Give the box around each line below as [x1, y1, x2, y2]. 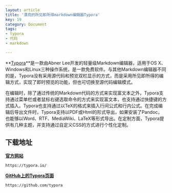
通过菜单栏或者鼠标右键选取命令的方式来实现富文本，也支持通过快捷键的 [9, 96, 162, 102]
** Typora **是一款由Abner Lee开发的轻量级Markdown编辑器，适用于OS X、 [5, 60, 166, 66]
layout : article [5, 7, 40, 13]
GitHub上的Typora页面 [5, 172, 54, 179]
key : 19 [5, 17, 22, 22]
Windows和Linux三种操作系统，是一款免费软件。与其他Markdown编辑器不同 [5, 66, 166, 72]
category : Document [5, 21, 47, 27]
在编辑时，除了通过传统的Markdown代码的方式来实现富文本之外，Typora [5, 90, 159, 96]
